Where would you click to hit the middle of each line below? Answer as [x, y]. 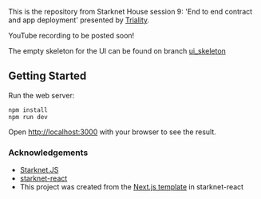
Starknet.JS [39, 170]
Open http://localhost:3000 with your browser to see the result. [113, 132]
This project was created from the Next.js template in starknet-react [132, 187]
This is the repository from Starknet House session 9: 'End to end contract [130, 12]
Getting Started [47, 76]
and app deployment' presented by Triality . [79, 20]
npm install [28, 110]
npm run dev [28, 117]
